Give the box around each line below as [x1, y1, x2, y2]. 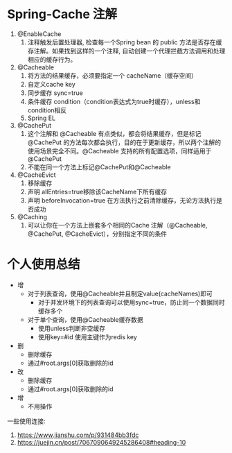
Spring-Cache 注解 [7, 6, 118, 22]
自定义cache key [27, 80, 76, 88]
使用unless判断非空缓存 [37, 324, 106, 332]
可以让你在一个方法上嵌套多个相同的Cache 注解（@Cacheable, [27, 221, 208, 229]
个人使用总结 [7, 257, 81, 273]
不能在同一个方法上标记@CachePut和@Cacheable [27, 162, 171, 171]
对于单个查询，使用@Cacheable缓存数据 [27, 315, 143, 323]
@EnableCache [17, 29, 62, 38]
